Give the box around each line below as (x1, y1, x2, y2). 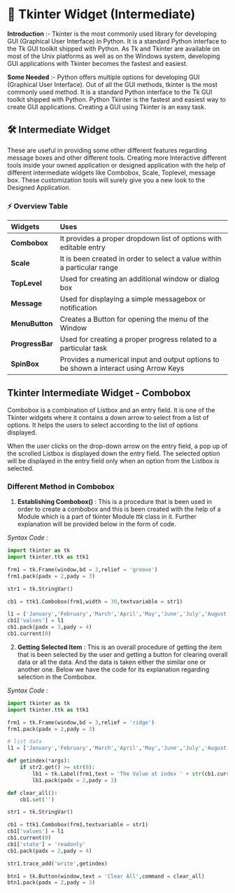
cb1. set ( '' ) (20, 796, 55, 803)
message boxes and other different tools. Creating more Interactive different (7, 154, 227, 162)
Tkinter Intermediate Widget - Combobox (7, 387, 191, 399)
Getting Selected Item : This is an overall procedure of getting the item (17, 643, 222, 651)
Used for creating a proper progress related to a (59, 334, 218, 344)
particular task (59, 343, 108, 353)
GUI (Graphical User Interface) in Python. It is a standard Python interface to (7, 36, 227, 45)
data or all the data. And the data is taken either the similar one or (17, 657, 206, 666)
